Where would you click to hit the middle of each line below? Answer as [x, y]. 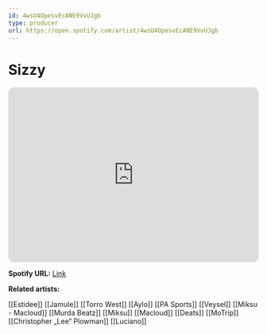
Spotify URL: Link [37, 274]
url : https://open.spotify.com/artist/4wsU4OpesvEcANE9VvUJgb [113, 30]
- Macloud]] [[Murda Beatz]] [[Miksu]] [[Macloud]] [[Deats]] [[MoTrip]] [124, 313]
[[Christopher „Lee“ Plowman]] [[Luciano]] [77, 321]
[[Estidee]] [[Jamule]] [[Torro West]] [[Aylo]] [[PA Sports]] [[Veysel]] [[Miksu [133, 305]
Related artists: [34, 289]
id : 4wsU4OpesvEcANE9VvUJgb [55, 16]
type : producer [33, 23]
